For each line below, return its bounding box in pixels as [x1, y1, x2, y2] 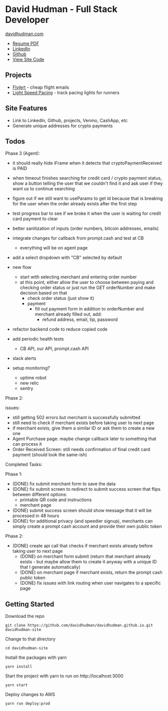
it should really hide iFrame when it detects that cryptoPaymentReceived [12, 160, 162, 166]
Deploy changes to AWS [5, 691, 55, 697]
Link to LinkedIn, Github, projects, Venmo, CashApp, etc [12, 117, 128, 123]
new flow [12, 264, 31, 270]
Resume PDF [12, 40, 39, 46]
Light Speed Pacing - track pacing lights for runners [12, 89, 120, 96]
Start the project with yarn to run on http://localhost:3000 [5, 673, 123, 679]
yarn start [5, 682, 28, 688]
